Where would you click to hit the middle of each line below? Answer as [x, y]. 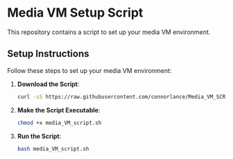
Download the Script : [48, 84]
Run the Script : [39, 136]
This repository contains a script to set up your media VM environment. [109, 32]
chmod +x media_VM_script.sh [59, 123]
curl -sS [30, 97]
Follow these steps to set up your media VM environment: [89, 70]
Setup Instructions [48, 54]
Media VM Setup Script [75, 13]
